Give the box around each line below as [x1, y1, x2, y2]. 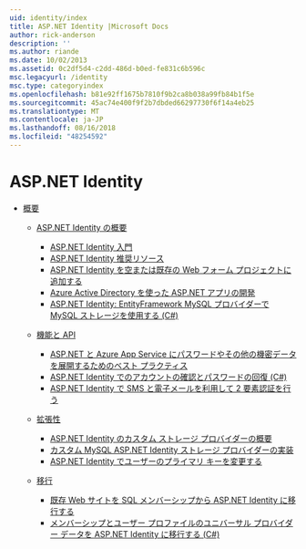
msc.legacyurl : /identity [9, 73, 107, 82]
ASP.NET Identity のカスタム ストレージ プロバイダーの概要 [49, 432, 272, 443]
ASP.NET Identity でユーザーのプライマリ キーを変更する [49, 455, 262, 466]
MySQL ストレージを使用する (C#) [49, 309, 179, 320]
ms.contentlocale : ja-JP [9, 115, 104, 124]
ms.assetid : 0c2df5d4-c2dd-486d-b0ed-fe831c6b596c [9, 65, 206, 74]
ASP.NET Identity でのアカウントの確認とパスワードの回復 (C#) [49, 371, 288, 382]
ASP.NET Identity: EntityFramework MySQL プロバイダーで [49, 298, 270, 309]
